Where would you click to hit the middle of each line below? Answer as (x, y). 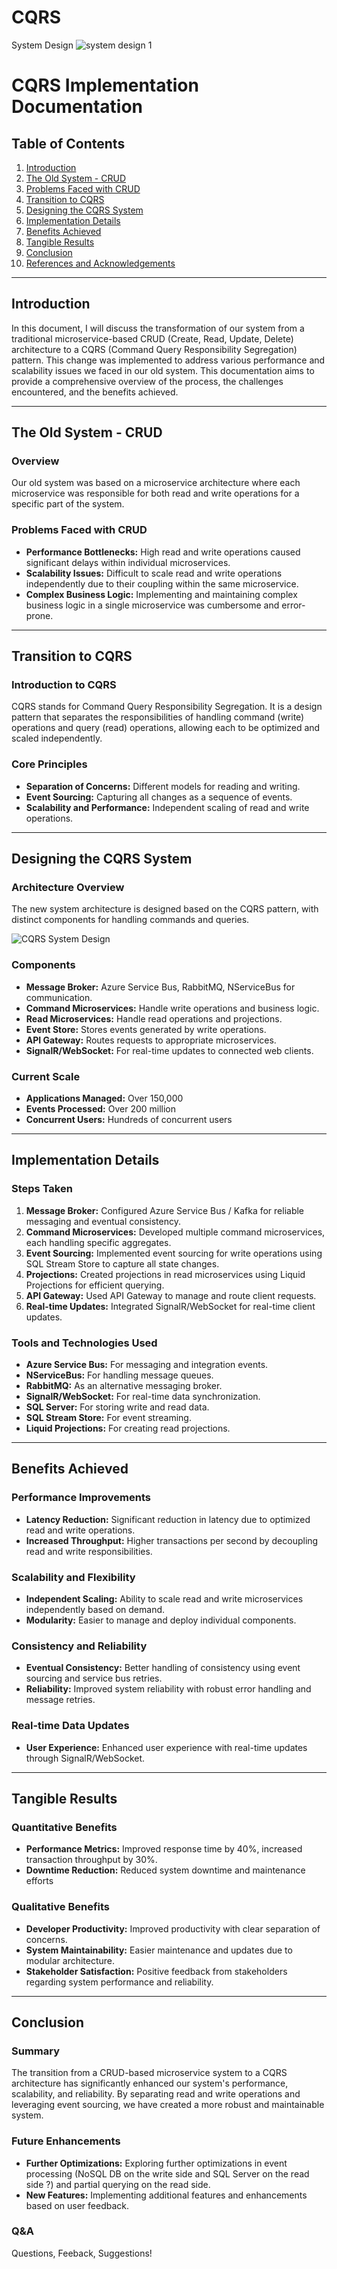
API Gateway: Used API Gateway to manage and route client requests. (171, 1295)
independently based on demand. (95, 1609)
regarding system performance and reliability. (119, 1982)
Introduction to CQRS (64, 685)
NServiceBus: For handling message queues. (119, 1375)
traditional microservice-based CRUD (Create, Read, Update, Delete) (152, 338)
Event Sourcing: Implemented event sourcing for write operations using (174, 1253)
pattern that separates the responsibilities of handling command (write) (158, 717)
